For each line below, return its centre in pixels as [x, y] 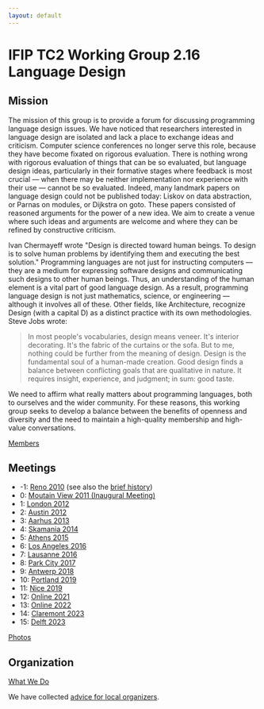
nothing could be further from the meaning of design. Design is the [137, 353]
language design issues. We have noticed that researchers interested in [125, 129]
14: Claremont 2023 [52, 614]
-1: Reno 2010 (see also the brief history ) [86, 487]
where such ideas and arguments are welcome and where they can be [123, 221]
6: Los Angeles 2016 [53, 546]
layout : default [35, 15]
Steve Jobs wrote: [38, 321]
